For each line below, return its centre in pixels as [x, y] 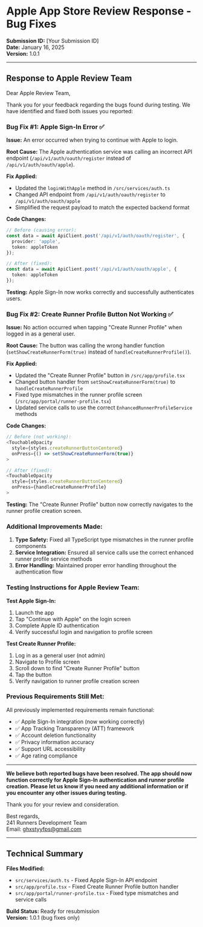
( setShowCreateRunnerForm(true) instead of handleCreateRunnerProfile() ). [99, 352]
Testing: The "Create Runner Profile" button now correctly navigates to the [100, 504]
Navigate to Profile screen [47, 662]
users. [14, 299]
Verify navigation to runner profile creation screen [77, 681]
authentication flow [39, 572]
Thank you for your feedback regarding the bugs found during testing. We [98, 105]
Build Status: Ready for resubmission [53, 911]
